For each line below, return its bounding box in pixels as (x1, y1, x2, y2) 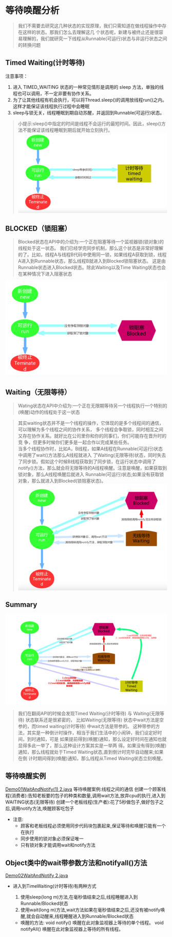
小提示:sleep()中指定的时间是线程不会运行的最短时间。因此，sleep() (17, 120, 162, 126)
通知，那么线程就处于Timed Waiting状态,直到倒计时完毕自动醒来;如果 (17, 749, 164, 755)
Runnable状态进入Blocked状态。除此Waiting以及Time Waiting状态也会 (17, 264, 166, 271)
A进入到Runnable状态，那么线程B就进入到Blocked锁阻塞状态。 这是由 (17, 258, 166, 264)
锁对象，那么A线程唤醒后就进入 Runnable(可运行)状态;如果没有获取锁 (17, 471, 164, 477)
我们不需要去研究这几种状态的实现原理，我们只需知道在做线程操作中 (17, 23, 162, 29)
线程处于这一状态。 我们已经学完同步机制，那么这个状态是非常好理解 (17, 245, 163, 252)
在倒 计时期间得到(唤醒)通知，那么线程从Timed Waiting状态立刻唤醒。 (17, 755, 166, 761)
